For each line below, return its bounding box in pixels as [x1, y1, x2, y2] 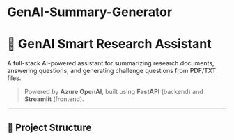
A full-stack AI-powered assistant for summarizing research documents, [7, 59, 214, 68]
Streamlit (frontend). [24, 95, 85, 103]
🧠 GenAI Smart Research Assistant [7, 36, 212, 52]
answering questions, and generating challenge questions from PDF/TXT [7, 67, 217, 75]
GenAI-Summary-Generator [7, 4, 173, 20]
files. [7, 74, 22, 82]
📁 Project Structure [7, 121, 92, 133]
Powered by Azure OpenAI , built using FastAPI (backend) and [24, 88, 203, 96]
